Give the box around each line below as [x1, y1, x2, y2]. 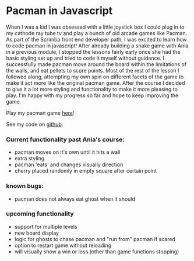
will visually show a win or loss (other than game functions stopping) [14, 248, 179, 255]
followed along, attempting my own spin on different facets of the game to [6, 73, 184, 80]
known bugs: [6, 182, 44, 190]
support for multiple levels [14, 223, 77, 230]
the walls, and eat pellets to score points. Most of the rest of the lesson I [6, 67, 179, 74]
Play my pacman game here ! [6, 109, 75, 116]
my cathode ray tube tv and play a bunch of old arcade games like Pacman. [6, 29, 188, 36]
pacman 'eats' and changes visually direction [14, 161, 124, 168]
